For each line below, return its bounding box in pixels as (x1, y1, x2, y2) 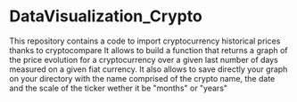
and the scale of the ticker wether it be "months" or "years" (9, 82, 228, 93)
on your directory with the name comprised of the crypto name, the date (9, 73, 276, 83)
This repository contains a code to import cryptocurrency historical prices (9, 35, 281, 46)
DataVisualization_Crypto (9, 6, 202, 27)
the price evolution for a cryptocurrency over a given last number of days (9, 54, 278, 65)
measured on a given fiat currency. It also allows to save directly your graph (9, 64, 288, 75)
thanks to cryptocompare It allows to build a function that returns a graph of (9, 44, 288, 55)
